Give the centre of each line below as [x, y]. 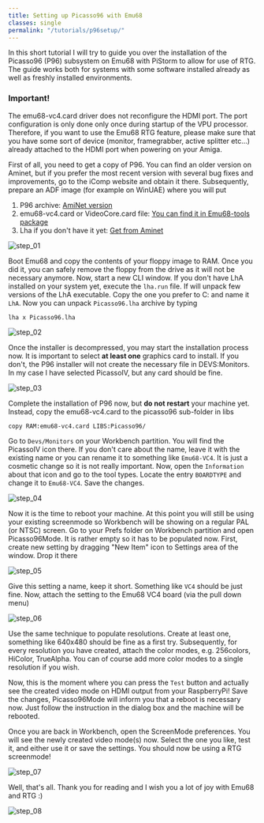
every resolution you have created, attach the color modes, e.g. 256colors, [129, 650]
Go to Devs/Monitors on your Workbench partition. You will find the [116, 440]
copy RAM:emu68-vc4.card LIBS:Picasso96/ [77, 426]
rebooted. [24, 715]
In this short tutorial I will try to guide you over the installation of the [117, 53]
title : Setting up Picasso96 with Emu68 [76, 15]
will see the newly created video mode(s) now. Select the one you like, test [129, 739]
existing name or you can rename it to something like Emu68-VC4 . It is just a [128, 457]
